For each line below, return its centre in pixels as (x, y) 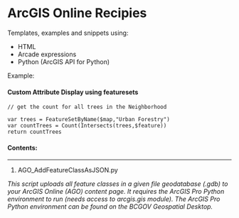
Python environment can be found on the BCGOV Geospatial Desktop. (110, 207)
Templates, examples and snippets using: (68, 33)
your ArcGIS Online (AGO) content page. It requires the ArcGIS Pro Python (116, 192)
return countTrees (34, 132)
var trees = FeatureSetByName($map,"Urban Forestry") (89, 120)
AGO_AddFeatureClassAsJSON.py (68, 170)
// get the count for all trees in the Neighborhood (87, 107)
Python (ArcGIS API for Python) (64, 61)
